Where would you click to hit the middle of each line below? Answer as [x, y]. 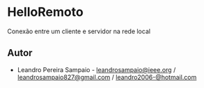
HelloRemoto [45, 12]
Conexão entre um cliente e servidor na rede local [79, 31]
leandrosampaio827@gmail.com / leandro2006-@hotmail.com [107, 77]
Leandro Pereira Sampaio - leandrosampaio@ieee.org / [96, 69]
